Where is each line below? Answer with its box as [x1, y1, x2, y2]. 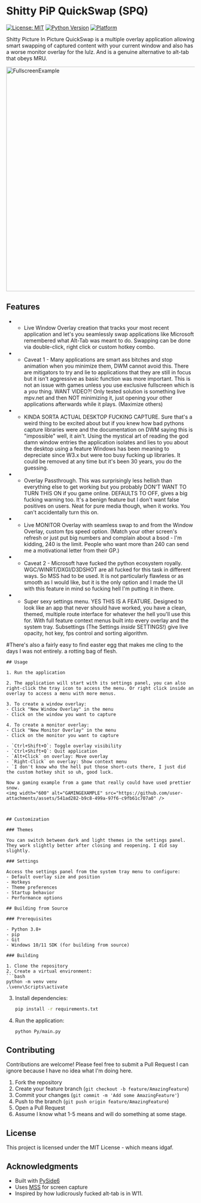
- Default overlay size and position [6, 874, 100, 880]
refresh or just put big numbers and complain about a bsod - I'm [23, 534, 182, 541]
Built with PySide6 [14, 1177, 60, 1184]
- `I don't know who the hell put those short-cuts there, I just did [6, 763, 186, 770]
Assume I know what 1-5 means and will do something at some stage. [14, 1111, 187, 1118]
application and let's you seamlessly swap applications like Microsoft [23, 331, 194, 338]
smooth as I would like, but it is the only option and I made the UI [23, 578, 184, 586]
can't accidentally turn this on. [23, 508, 99, 516]
